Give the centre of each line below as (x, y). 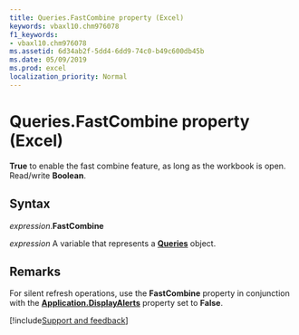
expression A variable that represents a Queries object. (113, 243)
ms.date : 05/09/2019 (48, 60)
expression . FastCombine (57, 225)
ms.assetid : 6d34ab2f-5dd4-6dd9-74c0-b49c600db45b (107, 52)
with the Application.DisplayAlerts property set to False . (116, 303)
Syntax (30, 204)
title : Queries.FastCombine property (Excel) (96, 18)
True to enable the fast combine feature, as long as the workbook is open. (148, 166)
